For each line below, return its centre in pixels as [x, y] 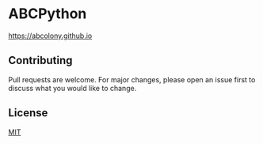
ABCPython [48, 14]
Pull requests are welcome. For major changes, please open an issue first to [132, 79]
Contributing [40, 61]
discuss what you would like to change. [72, 88]
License [28, 113]
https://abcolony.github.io [50, 36]
